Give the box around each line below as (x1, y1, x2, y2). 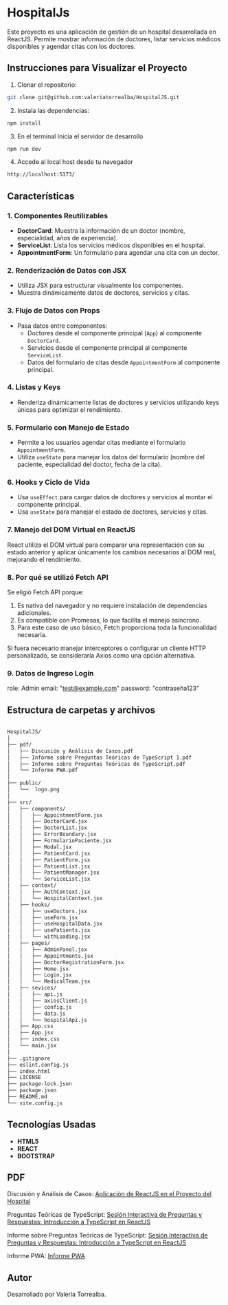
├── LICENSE (7, 1074, 41, 1081)
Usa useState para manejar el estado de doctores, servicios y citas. (16, 508, 208, 516)
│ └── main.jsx (7, 1042, 57, 1049)
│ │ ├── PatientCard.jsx (7, 850, 91, 857)
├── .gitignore (7, 1055, 51, 1062)
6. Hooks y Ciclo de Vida (7, 477, 91, 487)
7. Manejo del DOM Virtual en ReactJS (7, 525, 136, 534)
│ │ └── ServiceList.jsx (7, 876, 91, 883)
